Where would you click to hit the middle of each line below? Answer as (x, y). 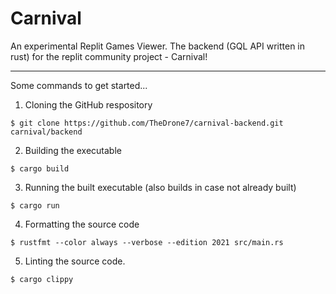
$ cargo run (35, 205)
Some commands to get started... (79, 85)
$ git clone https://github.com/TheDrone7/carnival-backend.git (147, 123)
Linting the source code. (75, 261)
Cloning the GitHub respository (88, 104)
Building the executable (73, 150)
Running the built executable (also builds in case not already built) (160, 187)
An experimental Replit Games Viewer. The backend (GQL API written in (158, 46)
